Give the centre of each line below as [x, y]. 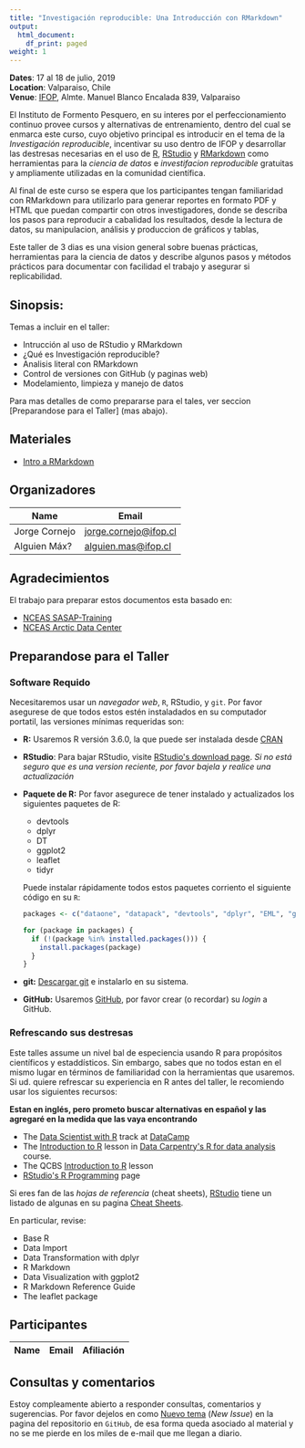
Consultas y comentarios [82, 1382]
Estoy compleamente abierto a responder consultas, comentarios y [135, 1404]
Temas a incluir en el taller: [60, 327]
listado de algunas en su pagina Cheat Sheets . [97, 1203]
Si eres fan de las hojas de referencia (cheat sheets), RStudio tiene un [141, 1193]
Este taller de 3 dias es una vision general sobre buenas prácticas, [134, 247]
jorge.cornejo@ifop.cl [131, 531]
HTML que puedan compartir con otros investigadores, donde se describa [149, 210]
